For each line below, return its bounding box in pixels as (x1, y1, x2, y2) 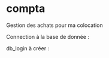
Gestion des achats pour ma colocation (6, 22, 103, 29)
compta (6, 2, 46, 16)
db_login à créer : (6, 44, 50, 52)
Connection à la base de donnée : (6, 33, 90, 40)
